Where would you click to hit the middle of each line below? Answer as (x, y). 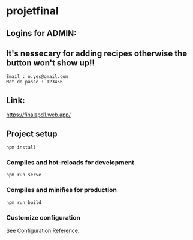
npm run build (24, 202)
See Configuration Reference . (43, 230)
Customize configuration (43, 217)
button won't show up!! (50, 63)
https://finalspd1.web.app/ (38, 115)
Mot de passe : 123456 (34, 82)
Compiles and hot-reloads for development (70, 162)
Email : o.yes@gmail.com (37, 77)
